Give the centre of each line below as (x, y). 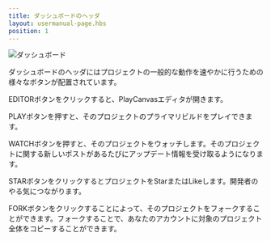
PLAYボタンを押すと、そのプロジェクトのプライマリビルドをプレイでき (127, 116)
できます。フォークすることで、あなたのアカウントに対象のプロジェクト (142, 218)
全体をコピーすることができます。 (65, 229)
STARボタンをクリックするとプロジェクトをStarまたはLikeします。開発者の (133, 181)
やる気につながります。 (47, 192)
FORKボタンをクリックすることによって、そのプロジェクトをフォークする (131, 209)
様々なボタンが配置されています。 (65, 82)
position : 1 (28, 31)
